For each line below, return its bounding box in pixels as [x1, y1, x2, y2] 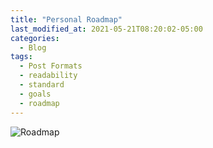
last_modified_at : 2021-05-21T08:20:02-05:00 [10, 24, 203, 34]
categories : [10, 33, 60, 43]
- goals [19, 89, 52, 99]
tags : [10, 52, 33, 62]
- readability [19, 71, 78, 81]
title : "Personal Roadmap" [10, 14, 123, 25]
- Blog [19, 42, 47, 53]
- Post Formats [19, 61, 83, 71]
